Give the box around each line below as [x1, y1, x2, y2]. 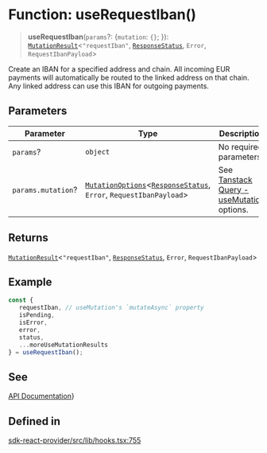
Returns [8, 231, 49, 244]
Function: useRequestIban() [8, 6, 197, 24]
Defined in [8, 414, 61, 428]
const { [8, 296, 34, 304]
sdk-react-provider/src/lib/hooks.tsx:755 [8, 435, 141, 445]
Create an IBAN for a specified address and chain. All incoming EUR [8, 64, 230, 73]
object [84, 147, 110, 156]
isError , [18, 318, 48, 326]
